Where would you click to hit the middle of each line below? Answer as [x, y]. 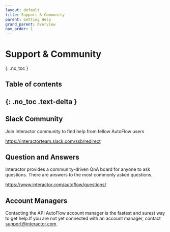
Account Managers [36, 201]
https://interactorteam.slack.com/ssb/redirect [53, 141]
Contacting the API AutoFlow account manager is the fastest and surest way [85, 213]
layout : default [22, 10]
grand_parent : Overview [31, 24]
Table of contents [34, 84]
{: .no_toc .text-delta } [41, 102]
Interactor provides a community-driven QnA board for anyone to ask [78, 169]
